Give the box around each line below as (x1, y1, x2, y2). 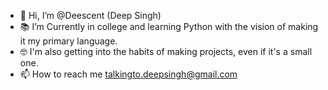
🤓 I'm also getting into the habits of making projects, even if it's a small (19, 46, 313, 57)
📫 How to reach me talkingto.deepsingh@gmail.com (19, 68, 238, 80)
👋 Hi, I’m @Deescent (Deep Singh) (19, 10, 162, 21)
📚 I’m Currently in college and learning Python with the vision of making (19, 21, 319, 32)
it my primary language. (19, 35, 118, 47)
